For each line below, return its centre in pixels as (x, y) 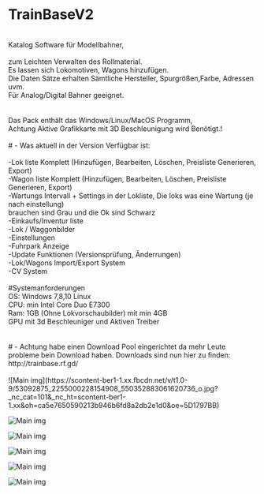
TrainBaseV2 (51, 15)
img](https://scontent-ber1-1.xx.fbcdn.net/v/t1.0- (109, 380)
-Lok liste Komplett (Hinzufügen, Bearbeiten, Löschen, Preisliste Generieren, (132, 162)
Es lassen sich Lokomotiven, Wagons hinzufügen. (89, 69)
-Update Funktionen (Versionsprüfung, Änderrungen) (95, 254)
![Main (19, 380)
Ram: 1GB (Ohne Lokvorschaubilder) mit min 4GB (88, 312)
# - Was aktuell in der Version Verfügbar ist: (79, 145)
